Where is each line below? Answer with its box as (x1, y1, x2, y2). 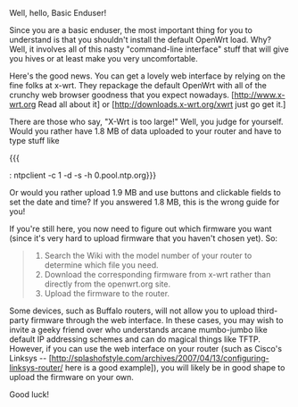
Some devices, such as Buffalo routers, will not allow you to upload (9, 305, 256, 316)
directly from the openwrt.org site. (44, 278, 171, 289)
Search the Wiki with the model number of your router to (44, 250, 252, 261)
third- (257, 305, 278, 316)
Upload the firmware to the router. (44, 288, 170, 298)
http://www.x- (234, 89, 286, 100)
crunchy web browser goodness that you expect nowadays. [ (9, 89, 235, 100)
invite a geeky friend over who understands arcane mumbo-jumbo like (9, 325, 268, 335)
